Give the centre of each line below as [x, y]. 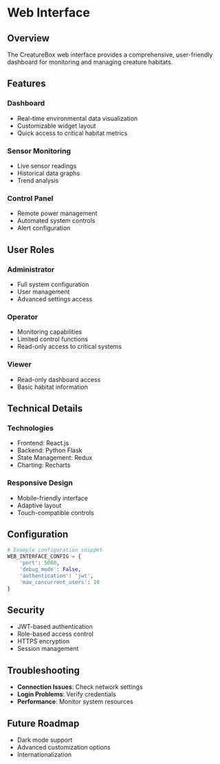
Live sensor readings [47, 165]
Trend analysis [38, 180]
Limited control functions [52, 339]
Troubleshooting [44, 670]
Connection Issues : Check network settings [80, 687]
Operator [23, 316]
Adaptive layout [39, 505]
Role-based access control [55, 634]
